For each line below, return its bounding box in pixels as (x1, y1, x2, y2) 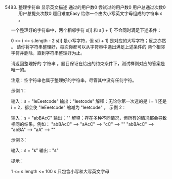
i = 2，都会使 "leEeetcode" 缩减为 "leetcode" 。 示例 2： (11, 104, 127, 110)
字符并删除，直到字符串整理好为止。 (11, 50, 85, 56)
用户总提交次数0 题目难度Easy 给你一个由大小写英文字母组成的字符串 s (18, 10, 163, 16)
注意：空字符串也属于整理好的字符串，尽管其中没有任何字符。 (11, 77, 137, 83)
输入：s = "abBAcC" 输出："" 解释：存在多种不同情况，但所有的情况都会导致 (11, 115, 167, 121)
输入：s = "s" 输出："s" (11, 147, 59, 153)
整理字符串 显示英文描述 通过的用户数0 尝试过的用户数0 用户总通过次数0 (18, 4, 166, 10)
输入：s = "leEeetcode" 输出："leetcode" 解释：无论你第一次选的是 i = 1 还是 (11, 98, 167, 104)
